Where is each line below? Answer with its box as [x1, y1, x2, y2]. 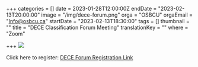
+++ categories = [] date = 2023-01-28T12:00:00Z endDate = [6, 5, 157, 12]
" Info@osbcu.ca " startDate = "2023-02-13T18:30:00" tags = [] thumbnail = [6, 18, 190, 24]
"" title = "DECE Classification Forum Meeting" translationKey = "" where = [6, 24, 189, 31]
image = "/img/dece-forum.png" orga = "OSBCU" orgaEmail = [41, 11, 193, 18]
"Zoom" [6, 30, 25, 37]
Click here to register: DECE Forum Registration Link [6, 54, 133, 61]
